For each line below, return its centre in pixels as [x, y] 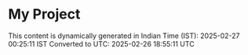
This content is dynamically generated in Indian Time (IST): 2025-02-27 [124, 36]
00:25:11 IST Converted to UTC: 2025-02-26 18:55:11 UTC [101, 43]
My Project [44, 14]
